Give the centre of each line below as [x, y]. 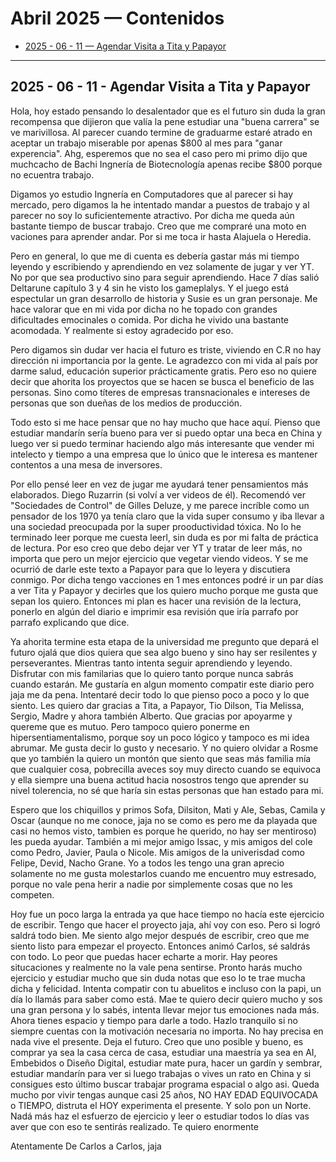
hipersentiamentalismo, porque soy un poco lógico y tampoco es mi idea [160, 737]
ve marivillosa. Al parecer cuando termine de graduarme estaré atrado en [161, 132]
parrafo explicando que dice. [70, 622]
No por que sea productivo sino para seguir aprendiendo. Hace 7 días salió [165, 277]
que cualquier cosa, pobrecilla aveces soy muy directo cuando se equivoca [166, 769]
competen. [32, 894]
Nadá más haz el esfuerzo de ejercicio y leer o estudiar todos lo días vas [160, 1116]
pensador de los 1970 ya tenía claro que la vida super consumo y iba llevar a [167, 516]
